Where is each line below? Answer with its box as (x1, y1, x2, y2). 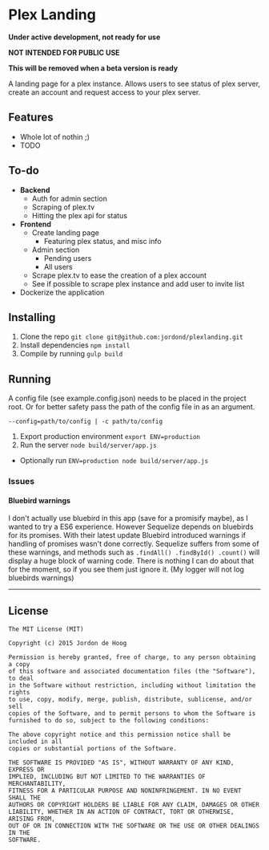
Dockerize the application (19, 287, 105, 297)
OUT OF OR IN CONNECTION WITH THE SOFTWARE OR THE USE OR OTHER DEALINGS (8, 822, 260, 830)
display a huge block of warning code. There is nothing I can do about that (8, 556, 255, 566)
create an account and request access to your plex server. (8, 87, 201, 97)
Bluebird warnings (8, 495, 70, 505)
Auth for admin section (31, 193, 108, 203)
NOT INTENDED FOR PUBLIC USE (8, 47, 120, 57)
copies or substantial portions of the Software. (8, 745, 178, 753)
